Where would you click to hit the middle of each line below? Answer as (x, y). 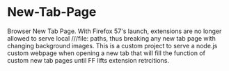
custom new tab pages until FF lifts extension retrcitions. (88, 60)
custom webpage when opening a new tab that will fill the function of (106, 53)
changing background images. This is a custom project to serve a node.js (112, 45)
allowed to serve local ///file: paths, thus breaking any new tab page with (111, 38)
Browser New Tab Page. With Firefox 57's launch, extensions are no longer (114, 31)
